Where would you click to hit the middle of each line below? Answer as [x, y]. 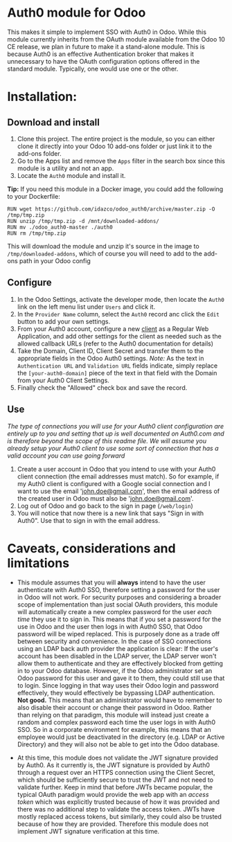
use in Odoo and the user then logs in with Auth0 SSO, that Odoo [110, 626]
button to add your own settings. [64, 321]
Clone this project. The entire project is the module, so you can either [116, 138]
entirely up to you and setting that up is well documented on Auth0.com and [116, 433]
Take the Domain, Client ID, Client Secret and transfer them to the [110, 350]
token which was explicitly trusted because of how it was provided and [118, 802]
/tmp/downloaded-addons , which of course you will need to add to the [105, 253]
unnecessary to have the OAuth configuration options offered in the [104, 61]
